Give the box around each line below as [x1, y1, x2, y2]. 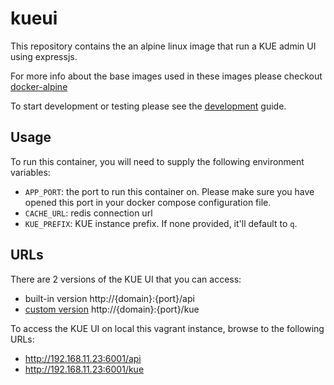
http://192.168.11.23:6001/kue [24, 363, 145, 375]
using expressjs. [10, 50, 78, 62]
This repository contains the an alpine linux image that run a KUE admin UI [10, 40, 317, 52]
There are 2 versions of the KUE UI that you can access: [10, 273, 242, 285]
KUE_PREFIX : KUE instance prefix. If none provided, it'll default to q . [24, 217, 298, 229]
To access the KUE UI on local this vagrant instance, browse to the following [10, 322, 325, 334]
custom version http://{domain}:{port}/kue [24, 303, 200, 315]
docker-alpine [10, 80, 68, 92]
